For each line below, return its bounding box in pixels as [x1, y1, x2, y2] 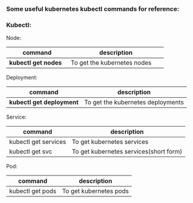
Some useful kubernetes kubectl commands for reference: [6, 5, 180, 13]
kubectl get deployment [9, 98, 79, 106]
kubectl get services [9, 138, 67, 146]
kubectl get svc [9, 147, 52, 156]
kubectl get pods [9, 187, 57, 195]
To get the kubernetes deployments [84, 98, 184, 106]
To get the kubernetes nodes [70, 59, 152, 67]
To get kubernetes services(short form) [71, 147, 183, 156]
